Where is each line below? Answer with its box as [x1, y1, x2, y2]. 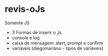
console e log [11, 35, 40, 41]
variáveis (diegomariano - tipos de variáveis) [11, 45, 104, 51]
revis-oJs [4, 3, 45, 15]
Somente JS [4, 20, 30, 26]
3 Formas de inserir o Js [11, 29, 62, 35]
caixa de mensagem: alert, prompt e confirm [11, 40, 104, 46]
